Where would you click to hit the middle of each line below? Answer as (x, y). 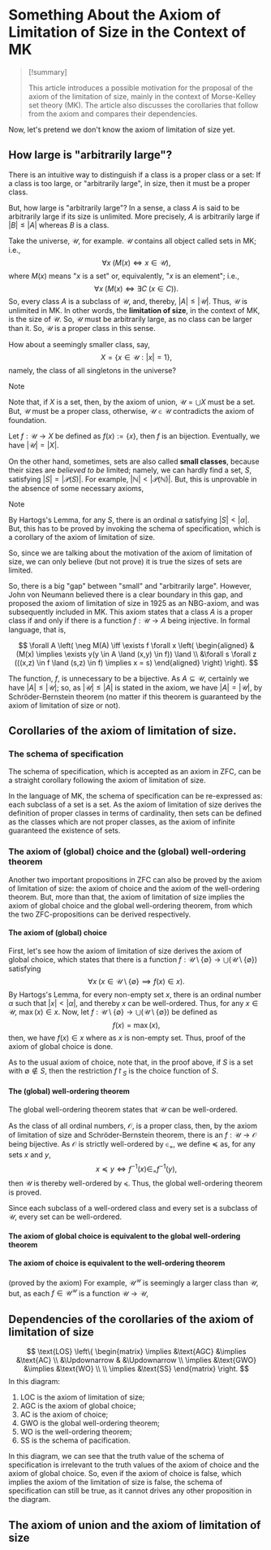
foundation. (28, 420)
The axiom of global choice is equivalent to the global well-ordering (125, 1236)
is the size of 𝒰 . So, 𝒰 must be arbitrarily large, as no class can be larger (131, 319)
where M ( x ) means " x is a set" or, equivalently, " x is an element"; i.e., (124, 276)
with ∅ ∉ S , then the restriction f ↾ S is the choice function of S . (114, 1071)
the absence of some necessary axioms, (76, 488)
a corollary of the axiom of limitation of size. (82, 537)
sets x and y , (30, 1154)
